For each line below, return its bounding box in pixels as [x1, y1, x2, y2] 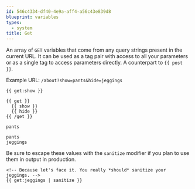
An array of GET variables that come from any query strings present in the [6, 46, 183, 53]
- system [11, 25, 33, 31]
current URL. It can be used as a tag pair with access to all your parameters [6, 53, 189, 60]
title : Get [6, 31, 33, 36]
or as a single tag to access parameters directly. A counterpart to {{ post [6, 59, 183, 66]
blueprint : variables [6, 14, 59, 20]
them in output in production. [6, 156, 76, 163]
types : [6, 19, 22, 25]
